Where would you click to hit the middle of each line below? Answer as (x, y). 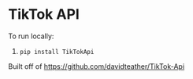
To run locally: (31, 36)
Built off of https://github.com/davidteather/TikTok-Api (96, 66)
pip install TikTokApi (57, 52)
